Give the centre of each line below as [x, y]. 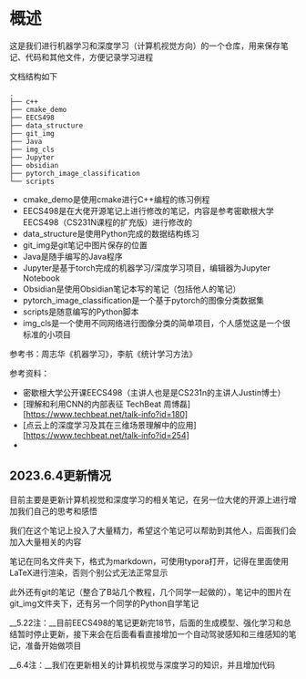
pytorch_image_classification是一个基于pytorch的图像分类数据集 [143, 300]
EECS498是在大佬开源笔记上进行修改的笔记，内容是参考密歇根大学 [148, 211]
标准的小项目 [46, 334]
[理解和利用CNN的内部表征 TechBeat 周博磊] [107, 404]
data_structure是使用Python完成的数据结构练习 [111, 233]
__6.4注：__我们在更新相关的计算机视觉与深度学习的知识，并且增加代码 [143, 664]
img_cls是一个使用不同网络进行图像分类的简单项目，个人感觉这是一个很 [157, 323]
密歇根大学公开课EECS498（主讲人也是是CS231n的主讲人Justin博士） [154, 392]
